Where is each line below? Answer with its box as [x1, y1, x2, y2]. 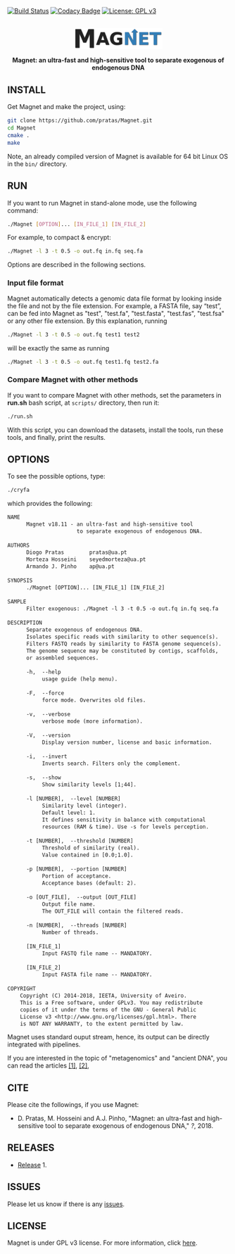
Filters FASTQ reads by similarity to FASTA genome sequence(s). [25, 640, 222, 647]
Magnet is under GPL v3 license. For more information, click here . [7, 1239, 198, 1247]
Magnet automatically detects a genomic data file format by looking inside [7, 294, 222, 303]
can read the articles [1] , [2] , [7, 1061, 89, 1070]
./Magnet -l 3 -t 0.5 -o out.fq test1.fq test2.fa [7, 358, 159, 365]
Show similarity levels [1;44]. [42, 781, 137, 788]
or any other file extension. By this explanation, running [7, 317, 167, 325]
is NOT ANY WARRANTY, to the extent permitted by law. [20, 1020, 184, 1027]
